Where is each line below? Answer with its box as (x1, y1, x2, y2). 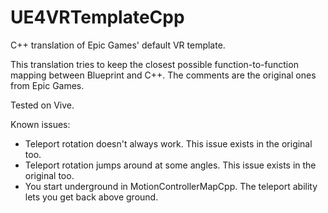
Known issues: (10, 118, 71, 130)
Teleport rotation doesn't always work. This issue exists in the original (24, 137, 313, 150)
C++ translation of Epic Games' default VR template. (10, 39, 226, 51)
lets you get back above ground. (24, 191, 159, 203)
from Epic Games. (10, 79, 85, 91)
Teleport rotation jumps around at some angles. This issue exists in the (24, 159, 317, 171)
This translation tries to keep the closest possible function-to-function (10, 58, 299, 70)
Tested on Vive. (10, 99, 75, 111)
